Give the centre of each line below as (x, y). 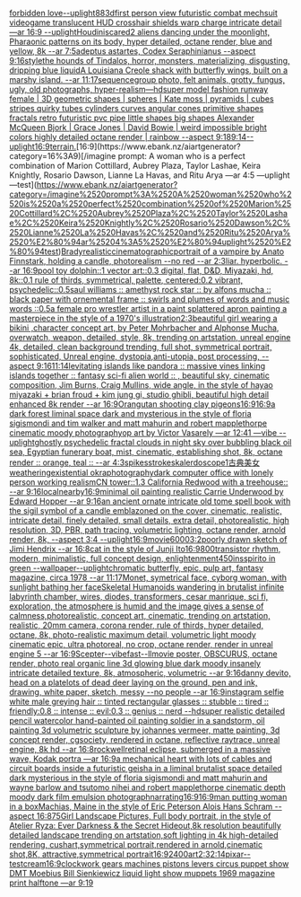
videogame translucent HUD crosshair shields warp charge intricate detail (146, 22)
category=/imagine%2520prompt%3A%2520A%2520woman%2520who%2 (151, 194)
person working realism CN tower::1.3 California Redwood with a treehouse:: (149, 482)
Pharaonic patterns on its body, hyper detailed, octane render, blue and (141, 41)
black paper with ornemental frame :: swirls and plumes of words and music (150, 299)
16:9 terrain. (56, 146)
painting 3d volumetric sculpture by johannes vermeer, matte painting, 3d (145, 730)
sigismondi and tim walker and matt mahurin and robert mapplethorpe (138, 423)
